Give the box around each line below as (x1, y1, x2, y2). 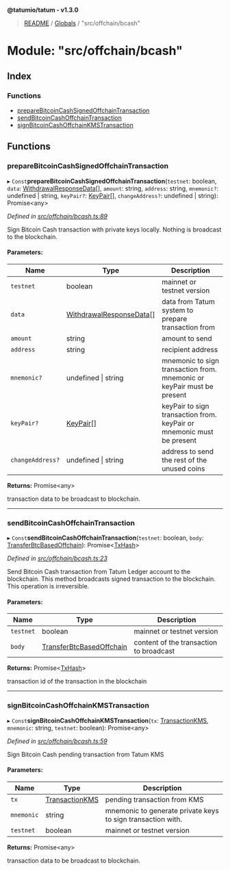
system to (162, 305, 194, 314)
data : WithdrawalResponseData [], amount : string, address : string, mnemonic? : (7, 184, 219, 192)
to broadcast (133, 647, 175, 656)
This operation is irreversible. (7, 582, 90, 591)
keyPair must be (162, 382, 214, 391)
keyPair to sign (162, 401, 209, 410)
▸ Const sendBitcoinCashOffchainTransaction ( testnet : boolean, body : (7, 534, 204, 542)
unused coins (162, 464, 205, 473)
